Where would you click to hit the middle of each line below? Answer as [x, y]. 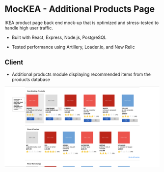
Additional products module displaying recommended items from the [81, 74]
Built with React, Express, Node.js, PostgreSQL [59, 37]
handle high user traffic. [29, 28]
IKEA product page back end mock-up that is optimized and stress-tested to [82, 23]
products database [31, 79]
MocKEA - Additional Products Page [80, 9]
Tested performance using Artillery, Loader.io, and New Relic [73, 47]
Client [14, 62]
